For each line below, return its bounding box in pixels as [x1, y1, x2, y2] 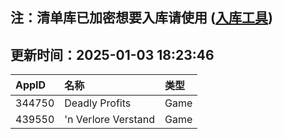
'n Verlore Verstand [64, 113, 156, 127]
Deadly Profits [64, 96, 132, 110]
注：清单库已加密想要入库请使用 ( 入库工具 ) [10, 9, 273, 27]
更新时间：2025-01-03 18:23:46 [10, 46, 215, 63]
